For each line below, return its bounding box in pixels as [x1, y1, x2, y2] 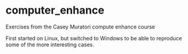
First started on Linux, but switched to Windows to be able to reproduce [5, 34, 183, 42]
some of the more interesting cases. [5, 41, 95, 48]
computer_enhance [5, 4, 105, 17]
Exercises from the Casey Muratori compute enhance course [5, 23, 156, 30]
